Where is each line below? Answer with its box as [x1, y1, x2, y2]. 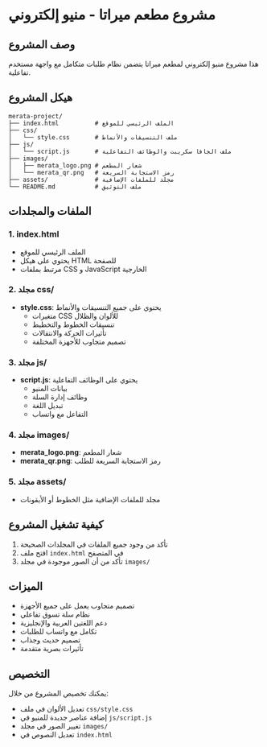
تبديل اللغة [31, 401, 64, 411]
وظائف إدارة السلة [31, 392, 88, 402]
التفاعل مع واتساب [31, 409, 88, 419]
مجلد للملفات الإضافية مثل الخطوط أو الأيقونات [19, 494, 161, 504]
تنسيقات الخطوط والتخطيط [31, 320, 115, 329]
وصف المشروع [8, 38, 76, 52]
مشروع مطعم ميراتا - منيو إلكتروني [8, 6, 216, 24]
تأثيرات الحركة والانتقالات [31, 328, 107, 337]
